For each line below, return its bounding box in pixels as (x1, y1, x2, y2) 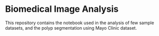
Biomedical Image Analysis (5, 3, 119, 15)
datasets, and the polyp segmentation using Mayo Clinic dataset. (5, 25, 137, 31)
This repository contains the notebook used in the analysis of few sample (5, 20, 155, 26)
